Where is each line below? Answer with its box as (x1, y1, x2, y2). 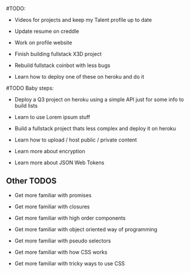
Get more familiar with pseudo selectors (14, 237, 111, 244)
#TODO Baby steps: (6, 85, 54, 92)
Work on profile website (14, 39, 72, 46)
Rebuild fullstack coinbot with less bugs (14, 62, 110, 69)
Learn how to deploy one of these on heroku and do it (14, 73, 144, 80)
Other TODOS (6, 176, 57, 186)
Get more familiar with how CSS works (14, 248, 108, 255)
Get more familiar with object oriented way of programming (14, 225, 158, 232)
